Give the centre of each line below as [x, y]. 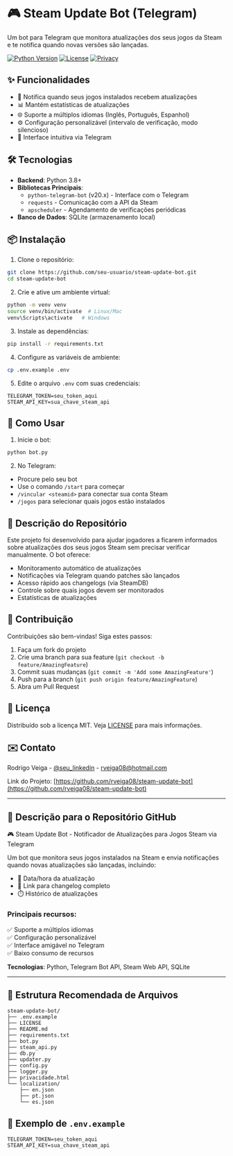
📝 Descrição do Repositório [67, 523]
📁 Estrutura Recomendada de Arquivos [93, 995]
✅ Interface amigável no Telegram [56, 945]
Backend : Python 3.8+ [49, 180]
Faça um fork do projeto [52, 649]
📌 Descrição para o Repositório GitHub [92, 817]
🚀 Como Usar [36, 423]
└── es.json [37, 1102]
